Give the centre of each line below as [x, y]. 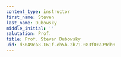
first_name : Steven [30, 17]
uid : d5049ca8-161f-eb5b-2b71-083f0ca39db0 [61, 45]
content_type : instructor [38, 12]
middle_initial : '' [30, 28]
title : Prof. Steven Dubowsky [44, 39]
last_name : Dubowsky [32, 23]
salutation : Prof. [29, 34]
